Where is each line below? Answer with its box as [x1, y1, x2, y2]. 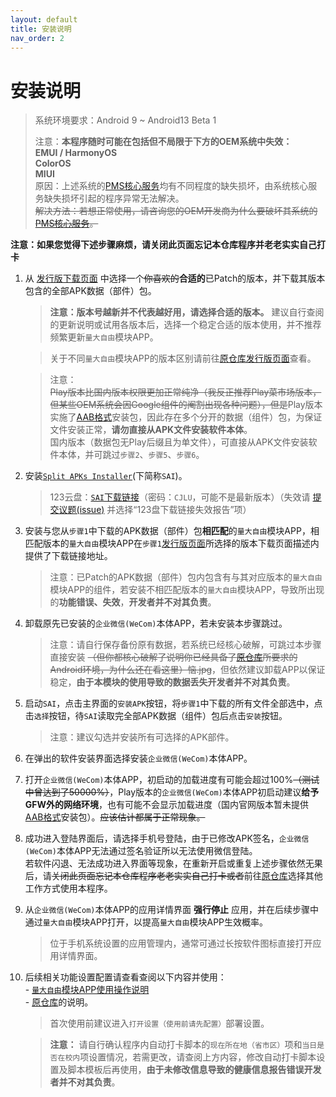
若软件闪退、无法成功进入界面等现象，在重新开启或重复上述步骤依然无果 [24, 857, 323, 870]
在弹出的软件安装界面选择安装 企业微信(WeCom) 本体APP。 [24, 752, 253, 765]
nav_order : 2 [10, 33, 65, 43]
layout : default [10, 14, 78, 25]
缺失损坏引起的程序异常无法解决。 [43, 192, 185, 205]
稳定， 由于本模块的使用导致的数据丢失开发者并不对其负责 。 [49, 676, 296, 688]
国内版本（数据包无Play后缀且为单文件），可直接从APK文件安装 [49, 436, 309, 448]
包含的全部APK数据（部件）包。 [24, 285, 157, 297]
